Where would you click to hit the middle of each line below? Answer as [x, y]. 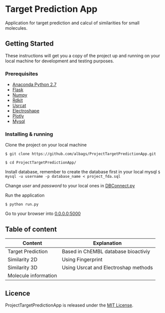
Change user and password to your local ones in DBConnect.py [70, 186]
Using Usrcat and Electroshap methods [107, 267]
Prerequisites [22, 74]
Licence [18, 293]
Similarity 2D [23, 260]
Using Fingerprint [82, 260]
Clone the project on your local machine [46, 145]
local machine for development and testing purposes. [60, 61]
